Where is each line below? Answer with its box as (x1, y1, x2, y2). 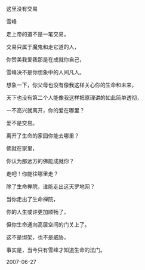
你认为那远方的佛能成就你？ (6, 158, 75, 164)
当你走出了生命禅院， (6, 196, 58, 202)
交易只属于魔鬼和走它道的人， (6, 44, 79, 50)
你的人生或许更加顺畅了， (6, 208, 69, 215)
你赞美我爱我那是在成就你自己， (6, 56, 85, 63)
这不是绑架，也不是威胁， (6, 234, 69, 241)
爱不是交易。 (6, 119, 38, 127)
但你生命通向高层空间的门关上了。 (6, 221, 90, 228)
